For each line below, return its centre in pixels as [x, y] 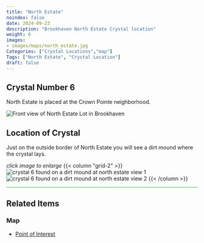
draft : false [23, 63]
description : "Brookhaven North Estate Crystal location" [81, 29]
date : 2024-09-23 [28, 23]
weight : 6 [19, 35]
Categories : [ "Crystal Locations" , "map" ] [59, 52]
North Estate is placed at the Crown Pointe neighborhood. [78, 102]
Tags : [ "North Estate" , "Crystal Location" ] [63, 57]
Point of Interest [35, 234]
